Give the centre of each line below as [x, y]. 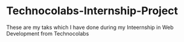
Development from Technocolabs [48, 33]
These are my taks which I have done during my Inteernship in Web [90, 27]
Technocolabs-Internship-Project [92, 11]
